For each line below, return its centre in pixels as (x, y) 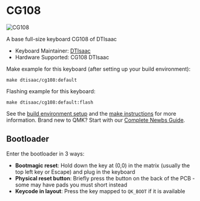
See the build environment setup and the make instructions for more (92, 113)
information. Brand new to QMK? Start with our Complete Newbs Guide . (96, 120)
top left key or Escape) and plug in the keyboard (75, 172)
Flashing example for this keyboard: (51, 91)
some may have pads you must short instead (71, 185)
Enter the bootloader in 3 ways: (45, 153)
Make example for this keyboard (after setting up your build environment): (98, 69)
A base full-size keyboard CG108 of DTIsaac (62, 39)
